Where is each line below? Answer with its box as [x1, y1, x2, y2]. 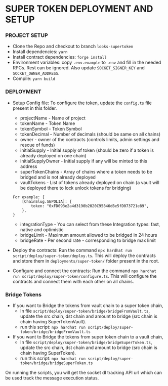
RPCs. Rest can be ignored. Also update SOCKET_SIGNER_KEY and [12, 65, 145, 71]
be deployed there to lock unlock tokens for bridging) [20, 185, 132, 191]
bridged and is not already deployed [20, 174, 96, 180]
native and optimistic [20, 226, 64, 233]
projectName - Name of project [20, 115, 86, 121]
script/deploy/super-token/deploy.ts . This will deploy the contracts [12, 252, 156, 259]
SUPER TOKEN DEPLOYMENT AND [5, 3, 153, 15]
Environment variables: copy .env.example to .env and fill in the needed [12, 59, 161, 66]
